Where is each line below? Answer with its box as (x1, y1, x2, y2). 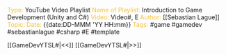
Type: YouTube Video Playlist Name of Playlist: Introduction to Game (7, 6, 203, 14)
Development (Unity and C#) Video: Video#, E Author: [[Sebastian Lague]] (7, 13, 220, 21)
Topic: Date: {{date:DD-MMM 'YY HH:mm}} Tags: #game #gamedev (7, 21, 203, 28)
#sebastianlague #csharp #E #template (7, 27, 120, 36)
